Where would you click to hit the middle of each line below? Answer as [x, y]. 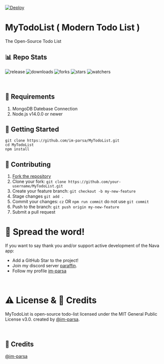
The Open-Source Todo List [33, 41]
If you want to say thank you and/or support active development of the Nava [82, 246]
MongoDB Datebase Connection [45, 109]
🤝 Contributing [28, 164]
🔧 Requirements [30, 97]
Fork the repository [32, 176]
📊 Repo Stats [26, 57]
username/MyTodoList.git [38, 186]
